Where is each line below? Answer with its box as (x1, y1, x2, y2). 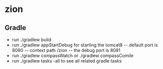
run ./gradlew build (12, 36, 51, 42)
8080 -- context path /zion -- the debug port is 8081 (12, 47, 121, 53)
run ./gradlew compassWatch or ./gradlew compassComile (12, 52, 134, 58)
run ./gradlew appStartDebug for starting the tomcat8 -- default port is (12, 42, 158, 48)
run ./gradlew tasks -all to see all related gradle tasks (12, 58, 122, 63)
